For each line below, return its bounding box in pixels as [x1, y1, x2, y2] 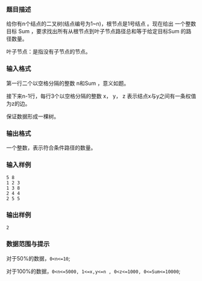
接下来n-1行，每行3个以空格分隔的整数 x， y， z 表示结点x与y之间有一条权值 [6, 92, 197, 99]
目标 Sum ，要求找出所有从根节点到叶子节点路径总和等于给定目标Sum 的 [6, 28, 186, 35]
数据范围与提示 [6, 240, 50, 248]
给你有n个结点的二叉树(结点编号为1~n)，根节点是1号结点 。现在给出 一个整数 [6, 20, 197, 28]
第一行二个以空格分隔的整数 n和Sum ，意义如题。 [6, 80, 130, 87]
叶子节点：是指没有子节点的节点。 [6, 48, 91, 55]
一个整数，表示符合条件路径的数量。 [6, 144, 96, 151]
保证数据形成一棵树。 [6, 113, 59, 120]
